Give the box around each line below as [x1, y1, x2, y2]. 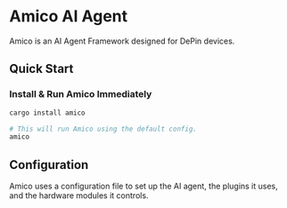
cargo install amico [9, 108, 86, 117]
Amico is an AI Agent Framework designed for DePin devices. [9, 36, 235, 46]
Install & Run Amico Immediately [9, 88, 152, 100]
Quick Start [9, 61, 74, 76]
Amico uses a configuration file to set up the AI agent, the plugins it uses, [9, 180, 278, 192]
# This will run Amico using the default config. [9, 124, 198, 133]
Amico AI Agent [9, 6, 128, 27]
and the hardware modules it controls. [9, 190, 149, 201]
